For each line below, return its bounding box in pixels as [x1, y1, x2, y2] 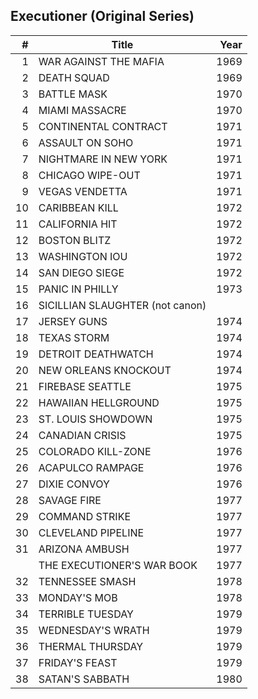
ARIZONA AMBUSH [38, 542, 130, 556]
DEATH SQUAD [38, 70, 110, 84]
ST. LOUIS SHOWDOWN [38, 412, 153, 426]
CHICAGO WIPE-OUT [38, 168, 141, 182]
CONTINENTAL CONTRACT [38, 119, 168, 133]
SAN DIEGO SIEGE [38, 265, 125, 279]
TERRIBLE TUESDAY [38, 607, 134, 621]
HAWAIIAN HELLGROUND [38, 395, 160, 409]
